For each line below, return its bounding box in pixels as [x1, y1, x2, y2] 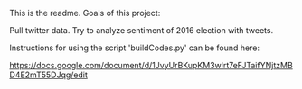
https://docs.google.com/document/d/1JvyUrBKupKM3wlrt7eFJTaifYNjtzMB [9, 60, 294, 70]
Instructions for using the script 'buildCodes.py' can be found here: [9, 42, 260, 53]
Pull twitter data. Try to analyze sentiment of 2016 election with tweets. [9, 25, 274, 35]
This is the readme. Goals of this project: [9, 8, 161, 18]
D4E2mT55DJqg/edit [9, 69, 89, 80]
